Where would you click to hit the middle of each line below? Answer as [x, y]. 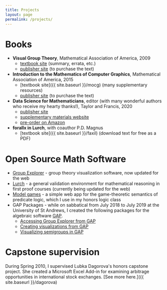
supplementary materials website [54, 117]
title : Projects [22, 10]
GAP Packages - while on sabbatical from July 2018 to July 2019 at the [86, 205]
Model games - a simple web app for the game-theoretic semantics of [85, 194]
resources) [31, 90]
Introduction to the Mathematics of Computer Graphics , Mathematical [87, 74]
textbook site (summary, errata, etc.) [58, 64]
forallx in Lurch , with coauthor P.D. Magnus [58, 128]
